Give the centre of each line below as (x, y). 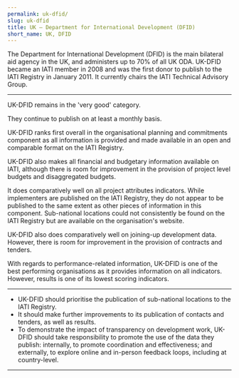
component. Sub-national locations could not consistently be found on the (116, 213)
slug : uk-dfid (28, 21)
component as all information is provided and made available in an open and (119, 141)
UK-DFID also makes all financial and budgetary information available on (113, 162)
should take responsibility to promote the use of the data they (124, 337)
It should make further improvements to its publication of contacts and (121, 315)
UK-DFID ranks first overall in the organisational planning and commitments (117, 133)
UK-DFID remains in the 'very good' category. (74, 105)
